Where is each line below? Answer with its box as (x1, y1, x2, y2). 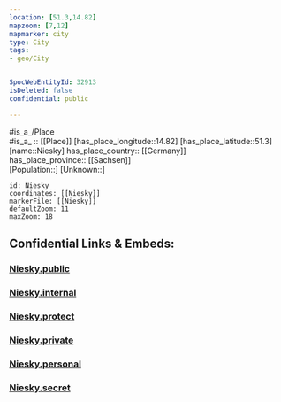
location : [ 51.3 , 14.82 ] (9, 12, 97, 22)
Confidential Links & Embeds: (9, 236, 175, 251)
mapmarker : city (9, 29, 69, 38)
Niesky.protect (9, 310, 75, 322)
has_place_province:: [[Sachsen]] (9, 154, 132, 165)
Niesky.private (9, 334, 74, 346)
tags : (9, 46, 29, 55)
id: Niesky (9, 181, 49, 190)
